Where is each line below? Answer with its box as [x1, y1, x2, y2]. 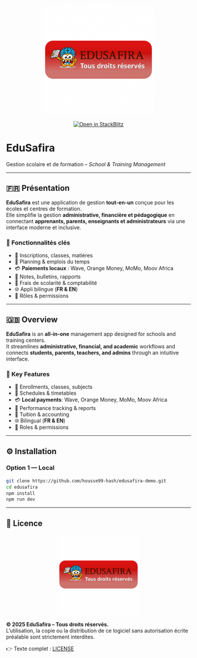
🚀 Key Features [6, 370, 50, 378]
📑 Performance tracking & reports [14, 405, 96, 412]
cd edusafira [6, 484, 38, 490]
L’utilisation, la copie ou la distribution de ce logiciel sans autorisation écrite [6, 627, 189, 634]
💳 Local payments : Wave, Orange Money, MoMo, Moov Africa [14, 396, 168, 404]
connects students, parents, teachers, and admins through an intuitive [6, 349, 179, 356]
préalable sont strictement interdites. [6, 633, 95, 640]
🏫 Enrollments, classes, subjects [14, 384, 93, 391]
